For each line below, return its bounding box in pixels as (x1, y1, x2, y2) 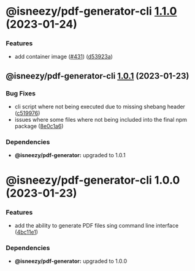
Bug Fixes (6, 89, 36, 97)
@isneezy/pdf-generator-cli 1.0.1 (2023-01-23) (6, 70, 189, 81)
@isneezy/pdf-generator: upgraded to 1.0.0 (14, 258, 128, 265)
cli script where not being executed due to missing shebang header (14, 103, 185, 111)
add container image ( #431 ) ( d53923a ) (14, 53, 113, 61)
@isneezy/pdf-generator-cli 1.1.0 (6, 4, 177, 18)
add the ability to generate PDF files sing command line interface (14, 221, 179, 229)
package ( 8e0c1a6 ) (14, 122, 64, 130)
